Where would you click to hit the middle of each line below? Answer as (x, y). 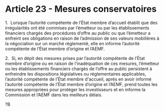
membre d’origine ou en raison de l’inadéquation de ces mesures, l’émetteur (82, 63)
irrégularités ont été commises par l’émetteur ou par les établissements (77, 28)
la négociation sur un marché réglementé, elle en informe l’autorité (72, 43)
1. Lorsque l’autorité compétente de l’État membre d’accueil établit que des (81, 23)
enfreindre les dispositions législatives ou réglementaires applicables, (76, 74)
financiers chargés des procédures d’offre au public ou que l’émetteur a (78, 33)
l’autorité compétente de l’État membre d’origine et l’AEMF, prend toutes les (81, 84)
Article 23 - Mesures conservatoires (81, 9)
